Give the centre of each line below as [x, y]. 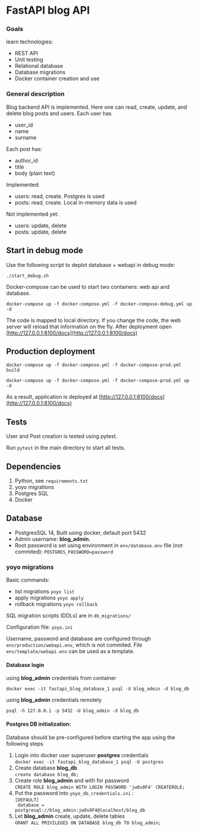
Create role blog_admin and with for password [72, 780]
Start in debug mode [45, 250]
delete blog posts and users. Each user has [59, 113]
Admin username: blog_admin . [52, 539]
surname [25, 137]
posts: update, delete [41, 232]
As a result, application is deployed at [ [54, 397]
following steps [25, 743]
